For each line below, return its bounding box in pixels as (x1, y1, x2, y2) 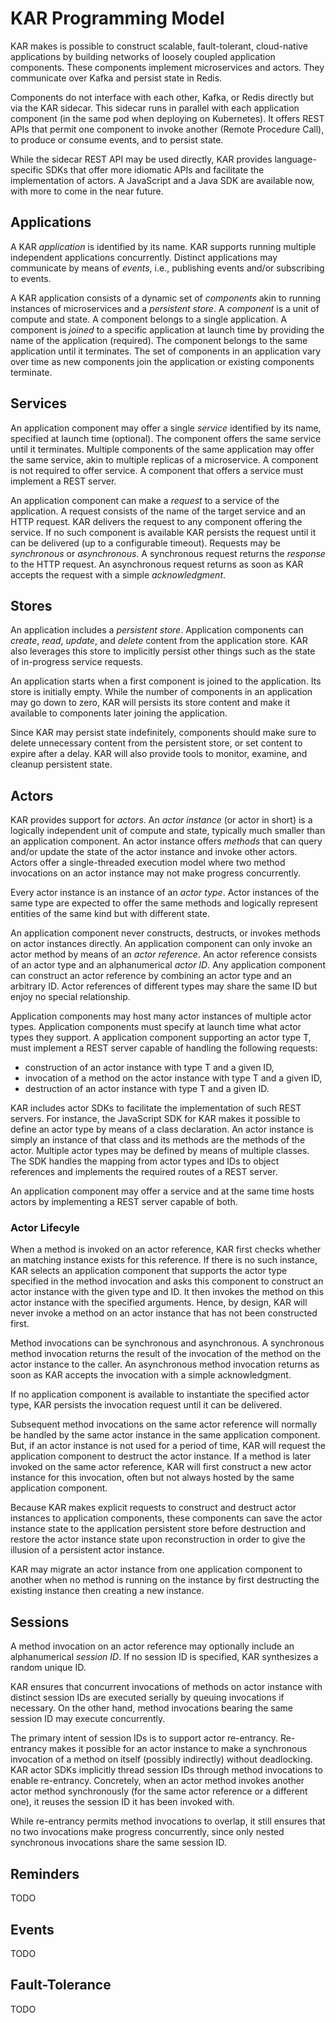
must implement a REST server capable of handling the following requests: (10, 1042, 318, 1054)
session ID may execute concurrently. (10, 1713, 166, 1725)
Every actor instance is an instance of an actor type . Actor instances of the (10, 887, 320, 899)
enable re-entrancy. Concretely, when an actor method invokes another (10, 1775, 305, 1787)
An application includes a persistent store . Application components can (10, 624, 304, 636)
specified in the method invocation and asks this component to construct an (10, 1275, 324, 1287)
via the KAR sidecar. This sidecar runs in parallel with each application (10, 102, 300, 114)
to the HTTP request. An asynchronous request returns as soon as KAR (10, 558, 304, 570)
